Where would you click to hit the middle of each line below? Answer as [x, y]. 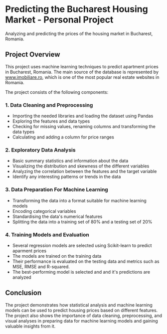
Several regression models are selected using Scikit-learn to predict [82, 245]
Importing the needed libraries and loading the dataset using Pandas [83, 116]
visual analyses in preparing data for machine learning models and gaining [82, 321]
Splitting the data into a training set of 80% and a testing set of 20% [82, 222]
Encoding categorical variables [44, 211]
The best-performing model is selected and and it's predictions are [81, 272]
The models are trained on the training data [57, 256]
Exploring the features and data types [51, 121]
